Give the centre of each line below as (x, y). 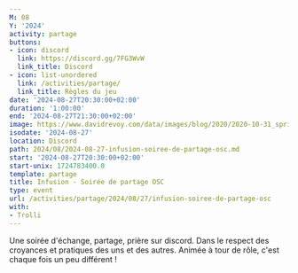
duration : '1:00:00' (47, 108)
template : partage (43, 174)
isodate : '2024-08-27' (51, 133)
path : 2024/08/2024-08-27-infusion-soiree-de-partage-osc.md (125, 149)
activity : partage (43, 34)
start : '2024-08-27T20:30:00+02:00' (77, 157)
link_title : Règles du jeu (67, 91)
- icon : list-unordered (53, 75)
